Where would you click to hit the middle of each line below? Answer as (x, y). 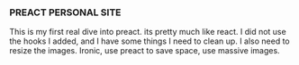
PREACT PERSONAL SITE (65, 12)
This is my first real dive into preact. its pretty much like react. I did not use (148, 32)
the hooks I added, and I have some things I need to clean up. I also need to (149, 41)
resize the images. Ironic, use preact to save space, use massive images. (145, 51)
